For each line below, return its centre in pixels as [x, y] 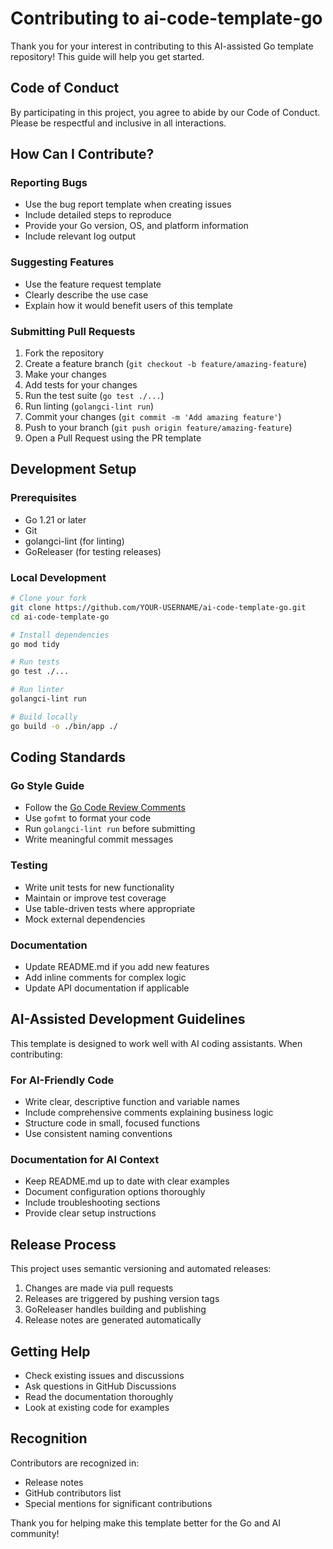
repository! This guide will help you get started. [107, 56]
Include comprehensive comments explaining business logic [149, 1113]
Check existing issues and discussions [104, 1375]
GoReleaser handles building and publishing [115, 1309]
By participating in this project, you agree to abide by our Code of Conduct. [165, 112]
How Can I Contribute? [82, 154]
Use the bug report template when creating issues [128, 204]
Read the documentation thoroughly [99, 1396]
